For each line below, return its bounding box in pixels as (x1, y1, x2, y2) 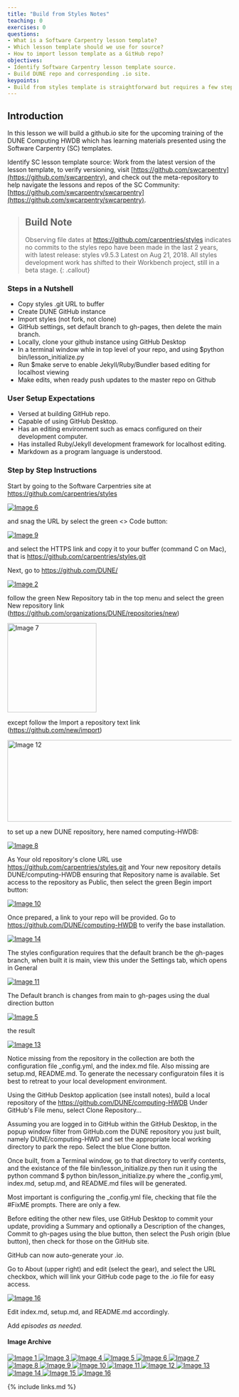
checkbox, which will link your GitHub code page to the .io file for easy (7, 1272, 215, 1281)
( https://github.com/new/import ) (7, 725, 102, 734)
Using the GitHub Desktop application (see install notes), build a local (7, 1090, 211, 1099)
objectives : (7, 57, 43, 64)
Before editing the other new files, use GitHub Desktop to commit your (7, 1214, 213, 1223)
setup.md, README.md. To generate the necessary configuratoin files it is (7, 1069, 225, 1078)
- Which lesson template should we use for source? (7, 44, 164, 51)
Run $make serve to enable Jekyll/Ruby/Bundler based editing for (17, 360, 211, 369)
